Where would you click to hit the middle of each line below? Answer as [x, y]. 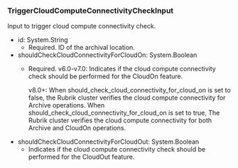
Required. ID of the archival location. [81, 48]
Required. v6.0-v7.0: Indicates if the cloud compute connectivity [122, 69]
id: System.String [43, 40]
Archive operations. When [66, 105]
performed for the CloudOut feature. [81, 157]
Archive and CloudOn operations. [77, 128]
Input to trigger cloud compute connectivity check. [82, 26]
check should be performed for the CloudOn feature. [106, 76]
